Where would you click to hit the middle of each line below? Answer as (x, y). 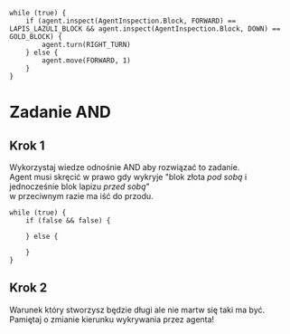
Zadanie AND (60, 112)
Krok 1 (27, 145)
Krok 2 (28, 288)
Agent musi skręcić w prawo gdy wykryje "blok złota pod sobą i (128, 177)
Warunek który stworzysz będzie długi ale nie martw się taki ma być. (137, 310)
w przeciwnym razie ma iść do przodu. (81, 196)
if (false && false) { (68, 221)
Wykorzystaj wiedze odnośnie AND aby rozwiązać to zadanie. (125, 167)
